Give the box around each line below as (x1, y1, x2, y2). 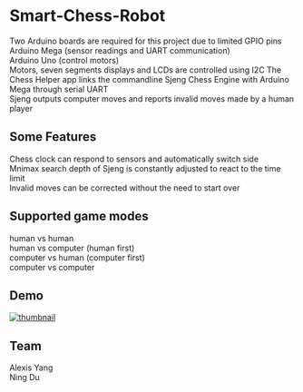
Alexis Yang (9, 362, 54, 373)
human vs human (9, 232, 74, 243)
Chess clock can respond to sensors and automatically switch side (9, 153, 259, 164)
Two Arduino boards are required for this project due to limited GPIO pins (9, 35, 283, 46)
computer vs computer (9, 261, 95, 272)
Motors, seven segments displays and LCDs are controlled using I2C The (9, 64, 282, 75)
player (9, 103, 34, 113)
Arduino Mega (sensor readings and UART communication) (9, 44, 231, 55)
